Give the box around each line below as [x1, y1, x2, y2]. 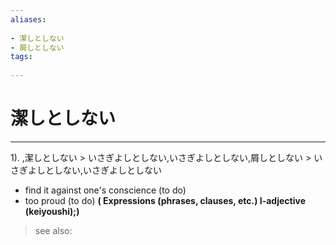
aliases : [10, 14, 47, 25]
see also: [34, 224, 73, 236]
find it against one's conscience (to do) [24, 184, 187, 196]
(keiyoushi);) [24, 205, 80, 217]
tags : [10, 52, 33, 62]
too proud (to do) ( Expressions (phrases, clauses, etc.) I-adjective [24, 194, 306, 206]
